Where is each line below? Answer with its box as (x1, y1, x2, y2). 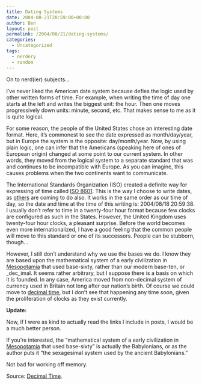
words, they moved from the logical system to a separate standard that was (6, 156, 194, 164)
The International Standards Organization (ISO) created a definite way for (6, 181, 188, 188)
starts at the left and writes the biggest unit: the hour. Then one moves (6, 100, 181, 107)
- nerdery (11, 54, 36, 60)
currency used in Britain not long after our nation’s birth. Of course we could (6, 282, 195, 289)
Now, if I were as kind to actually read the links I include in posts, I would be (6, 318, 194, 325)
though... (6, 238, 29, 245)
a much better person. (6, 324, 61, 331)
